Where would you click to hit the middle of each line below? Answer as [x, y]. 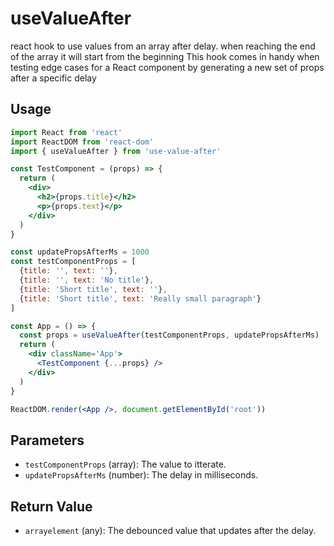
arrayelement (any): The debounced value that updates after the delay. [170, 530]
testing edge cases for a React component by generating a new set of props [167, 67]
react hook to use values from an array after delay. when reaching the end [163, 46]
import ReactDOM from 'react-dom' [82, 142]
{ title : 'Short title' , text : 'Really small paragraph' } [140, 298]
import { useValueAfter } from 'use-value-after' [116, 151]
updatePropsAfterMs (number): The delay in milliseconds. [141, 475]
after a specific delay [53, 78]
